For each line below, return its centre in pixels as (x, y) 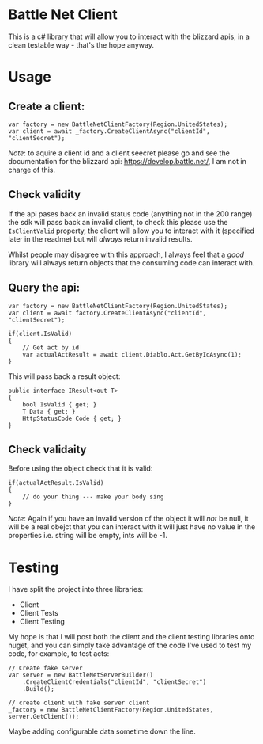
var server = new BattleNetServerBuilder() (81, 675)
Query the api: (44, 288)
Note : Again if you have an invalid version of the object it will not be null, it (128, 519)
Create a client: (47, 106)
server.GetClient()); (44, 717)
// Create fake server (45, 668)
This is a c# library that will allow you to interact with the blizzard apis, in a (129, 36)
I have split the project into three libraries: (76, 589)
